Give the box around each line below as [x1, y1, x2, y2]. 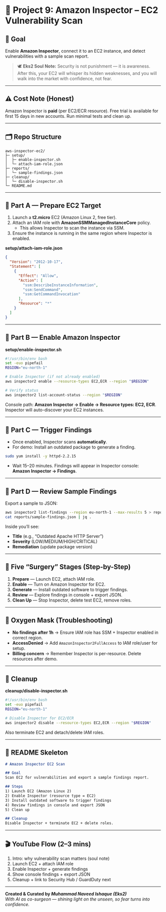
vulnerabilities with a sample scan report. [5, 53, 89, 59]
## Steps [5, 784, 23, 789]
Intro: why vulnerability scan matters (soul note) [12, 855, 110, 861]
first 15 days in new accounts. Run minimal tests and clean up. [5, 113, 132, 119]
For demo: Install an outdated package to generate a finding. [12, 444, 136, 450]
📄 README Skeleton [5, 749, 68, 757]
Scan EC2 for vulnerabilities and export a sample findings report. [5, 775, 149, 780]
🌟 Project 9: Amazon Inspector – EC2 [5, 4, 159, 16]
